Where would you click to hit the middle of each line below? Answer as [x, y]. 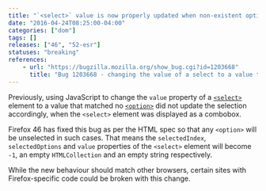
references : [28, 60]
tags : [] [23, 38]
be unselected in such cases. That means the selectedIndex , [107, 138]
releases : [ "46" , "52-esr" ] [55, 45]
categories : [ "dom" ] [42, 30]
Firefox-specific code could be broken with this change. [99, 178]
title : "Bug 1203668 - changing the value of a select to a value [141, 74]
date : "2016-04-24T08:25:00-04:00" [67, 23]
